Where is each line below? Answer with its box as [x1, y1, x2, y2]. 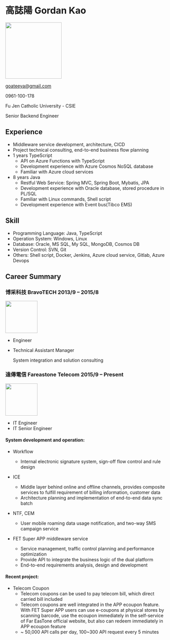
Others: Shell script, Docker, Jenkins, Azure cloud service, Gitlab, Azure [12, 252, 165, 258]
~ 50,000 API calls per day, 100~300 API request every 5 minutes [20, 629, 159, 635]
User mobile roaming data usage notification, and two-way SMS [20, 520, 156, 526]
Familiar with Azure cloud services [20, 168, 93, 175]
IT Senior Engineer [12, 425, 52, 431]
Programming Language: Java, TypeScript [12, 230, 103, 236]
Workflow [12, 448, 33, 454]
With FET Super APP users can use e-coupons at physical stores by [20, 607, 164, 613]
